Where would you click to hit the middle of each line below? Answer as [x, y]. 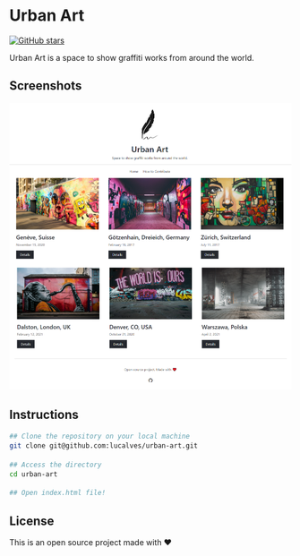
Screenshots [46, 86]
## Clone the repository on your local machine [100, 436]
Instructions [44, 414]
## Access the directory [56, 465]
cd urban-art [34, 474]
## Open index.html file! [57, 493]
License [32, 521]
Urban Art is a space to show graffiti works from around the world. [132, 57]
